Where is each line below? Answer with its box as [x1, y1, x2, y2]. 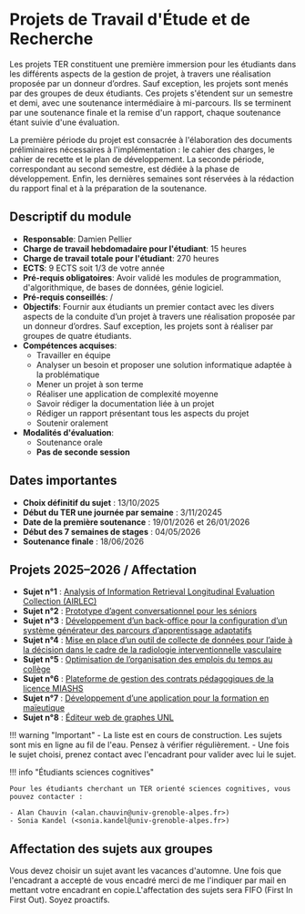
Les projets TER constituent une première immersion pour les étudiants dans [9, 58, 297, 69]
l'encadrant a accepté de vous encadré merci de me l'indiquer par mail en [9, 875, 287, 886]
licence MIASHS [22, 683, 84, 694]
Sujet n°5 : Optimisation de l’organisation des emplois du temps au [22, 654, 273, 665]
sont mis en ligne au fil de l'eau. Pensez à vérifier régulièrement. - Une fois [9, 739, 290, 751]
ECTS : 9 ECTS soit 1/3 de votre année [22, 262, 166, 273]
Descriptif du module [9, 210, 132, 225]
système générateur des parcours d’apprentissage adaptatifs [22, 625, 252, 636]
